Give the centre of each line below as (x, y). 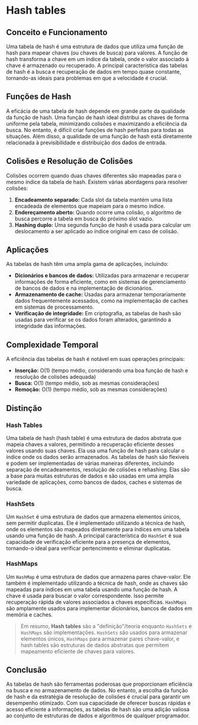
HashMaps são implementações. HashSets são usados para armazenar (104, 632)
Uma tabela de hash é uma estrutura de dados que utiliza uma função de (95, 46)
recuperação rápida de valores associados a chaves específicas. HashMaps (97, 602)
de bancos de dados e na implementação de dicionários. (84, 288)
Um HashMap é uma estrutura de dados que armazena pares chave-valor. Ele (98, 577)
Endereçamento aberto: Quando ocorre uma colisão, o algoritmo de (98, 212)
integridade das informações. (51, 326)
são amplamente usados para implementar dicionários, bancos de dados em (99, 608)
